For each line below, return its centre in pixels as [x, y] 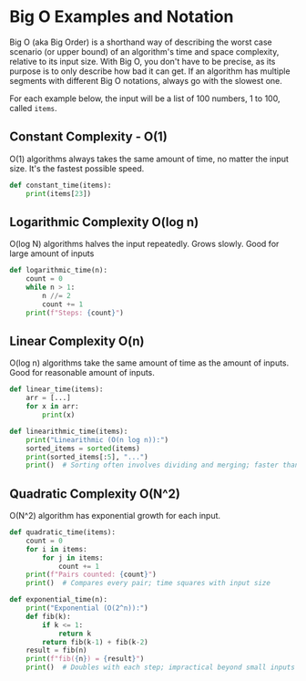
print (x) [59, 415]
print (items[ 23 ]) [59, 193]
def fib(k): [48, 616]
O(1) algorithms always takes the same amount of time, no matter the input [149, 159]
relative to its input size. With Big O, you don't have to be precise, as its [143, 61]
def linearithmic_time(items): [69, 431]
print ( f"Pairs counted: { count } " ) [91, 575]
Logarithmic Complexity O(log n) [104, 222]
